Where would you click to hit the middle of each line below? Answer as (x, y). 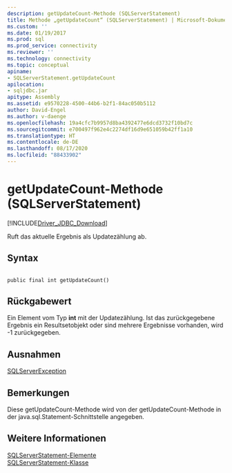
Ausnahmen (34, 354)
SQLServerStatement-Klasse (48, 462)
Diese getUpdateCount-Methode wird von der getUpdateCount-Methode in (114, 409)
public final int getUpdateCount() (58, 280)
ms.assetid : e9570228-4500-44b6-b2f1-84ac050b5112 (81, 104)
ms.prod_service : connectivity (52, 46)
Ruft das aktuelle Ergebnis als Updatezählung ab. (77, 236)
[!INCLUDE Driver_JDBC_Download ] (58, 223)
